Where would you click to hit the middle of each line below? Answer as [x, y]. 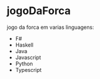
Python [24, 64]
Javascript [28, 57]
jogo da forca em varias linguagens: [50, 27]
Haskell [24, 45]
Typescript [28, 70]
